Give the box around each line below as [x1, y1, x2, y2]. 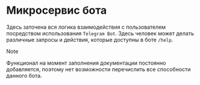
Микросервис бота [6, 4, 107, 17]
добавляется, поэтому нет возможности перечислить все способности [6, 65, 191, 72]
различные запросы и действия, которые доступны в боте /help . [6, 36, 173, 43]
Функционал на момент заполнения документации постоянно [6, 59, 166, 66]
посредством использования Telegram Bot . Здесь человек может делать [6, 29, 195, 37]
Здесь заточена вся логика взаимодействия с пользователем [6, 23, 166, 31]
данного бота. [6, 72, 42, 79]
